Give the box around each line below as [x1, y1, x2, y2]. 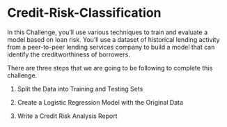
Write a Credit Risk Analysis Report [17, 112, 118, 120]
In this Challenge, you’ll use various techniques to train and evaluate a [7, 28, 208, 36]
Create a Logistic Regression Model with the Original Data [17, 98, 183, 106]
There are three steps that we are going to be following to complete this [7, 63, 213, 72]
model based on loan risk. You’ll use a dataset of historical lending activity [7, 35, 220, 43]
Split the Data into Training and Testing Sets [17, 84, 143, 93]
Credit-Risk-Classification [7, 5, 162, 21]
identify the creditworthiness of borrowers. [7, 50, 130, 59]
